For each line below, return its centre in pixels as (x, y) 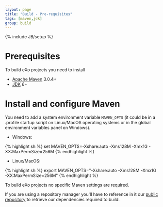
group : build (18, 23)
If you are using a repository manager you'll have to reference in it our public (81, 194)
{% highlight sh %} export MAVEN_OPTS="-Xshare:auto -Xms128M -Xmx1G (81, 171)
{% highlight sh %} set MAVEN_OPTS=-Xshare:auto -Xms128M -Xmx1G (76, 146)
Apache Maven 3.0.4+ (34, 79)
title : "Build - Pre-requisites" (39, 14)
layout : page (18, 9)
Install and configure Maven (63, 104)
